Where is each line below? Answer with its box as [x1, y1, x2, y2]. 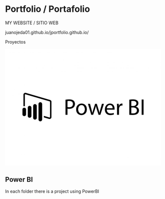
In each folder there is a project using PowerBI [5, 189, 100, 195]
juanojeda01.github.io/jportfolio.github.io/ [5, 29, 89, 35]
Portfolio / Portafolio [5, 3, 90, 15]
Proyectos [5, 39, 26, 45]
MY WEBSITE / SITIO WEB [5, 20, 59, 26]
